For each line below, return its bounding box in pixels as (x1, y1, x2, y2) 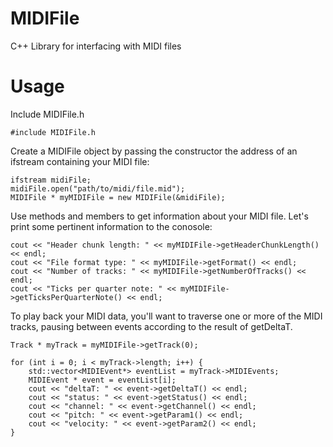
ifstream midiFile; (10, 175, 92, 185)
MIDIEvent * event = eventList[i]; (28, 375, 177, 385)
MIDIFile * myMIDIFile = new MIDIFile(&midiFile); (10, 192, 226, 202)
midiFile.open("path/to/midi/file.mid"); (10, 183, 186, 194)
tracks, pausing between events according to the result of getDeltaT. (10, 320, 293, 332)
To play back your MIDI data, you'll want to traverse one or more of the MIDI (10, 310, 323, 322)
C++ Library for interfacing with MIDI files (10, 40, 182, 52)
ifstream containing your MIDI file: (10, 155, 150, 167)
